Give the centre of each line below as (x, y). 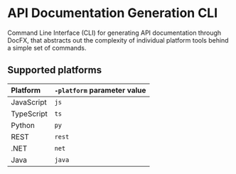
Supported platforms (54, 70)
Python (23, 125)
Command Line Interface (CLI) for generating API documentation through (114, 33)
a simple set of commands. (47, 48)
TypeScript (29, 114)
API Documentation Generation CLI (113, 13)
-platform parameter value (100, 90)
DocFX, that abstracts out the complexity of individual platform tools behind (118, 40)
